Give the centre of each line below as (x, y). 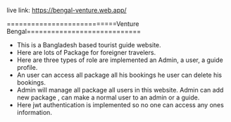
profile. (27, 67)
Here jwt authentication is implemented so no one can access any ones (120, 105)
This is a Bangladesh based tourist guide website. (89, 45)
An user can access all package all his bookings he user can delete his (119, 75)
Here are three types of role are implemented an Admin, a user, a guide (120, 60)
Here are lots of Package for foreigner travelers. (86, 53)
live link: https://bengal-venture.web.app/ (67, 10)
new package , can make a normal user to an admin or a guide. (108, 97)
